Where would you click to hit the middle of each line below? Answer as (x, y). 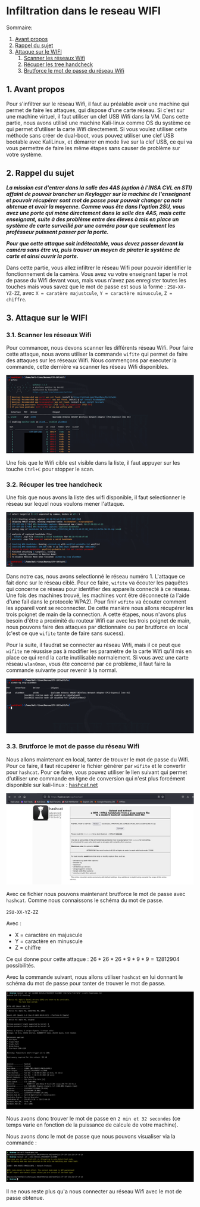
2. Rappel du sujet (40, 173)
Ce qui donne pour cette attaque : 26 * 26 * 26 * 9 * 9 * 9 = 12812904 (93, 959)
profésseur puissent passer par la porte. (57, 232)
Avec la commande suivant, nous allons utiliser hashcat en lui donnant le (95, 977)
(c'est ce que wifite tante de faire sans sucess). (65, 633)
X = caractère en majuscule (49, 935)
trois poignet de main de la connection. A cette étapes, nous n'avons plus (96, 614)
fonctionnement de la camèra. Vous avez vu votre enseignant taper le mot (97, 274)
